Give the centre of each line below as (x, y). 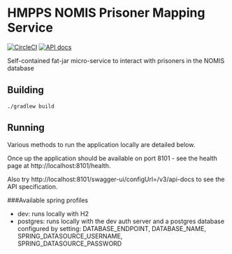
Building (26, 90)
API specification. (32, 186)
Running (26, 128)
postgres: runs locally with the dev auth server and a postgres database (121, 221)
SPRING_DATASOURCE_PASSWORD (70, 244)
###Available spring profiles (48, 200)
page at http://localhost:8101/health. (59, 165)
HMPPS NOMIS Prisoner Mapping (106, 13)
